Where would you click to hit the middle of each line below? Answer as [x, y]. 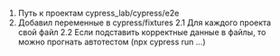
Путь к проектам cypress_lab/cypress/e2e [98, 13]
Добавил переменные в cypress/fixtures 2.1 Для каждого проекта [145, 23]
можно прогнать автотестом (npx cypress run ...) [112, 42]
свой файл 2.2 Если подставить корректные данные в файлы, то [142, 32]
